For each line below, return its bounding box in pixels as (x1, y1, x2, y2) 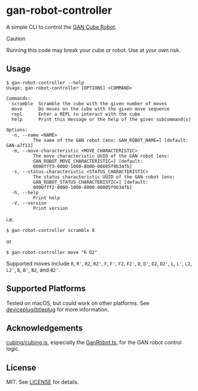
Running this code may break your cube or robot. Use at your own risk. (6, 46, 181, 54)
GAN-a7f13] (6, 142, 33, 148)
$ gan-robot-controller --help (6, 80, 84, 85)
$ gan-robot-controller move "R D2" (6, 249, 98, 255)
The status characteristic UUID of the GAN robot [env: (32, 174, 175, 180)
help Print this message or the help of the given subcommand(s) (11, 116, 191, 123)
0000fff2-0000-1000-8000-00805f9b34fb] (32, 184, 133, 190)
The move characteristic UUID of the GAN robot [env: (32, 153, 170, 159)
